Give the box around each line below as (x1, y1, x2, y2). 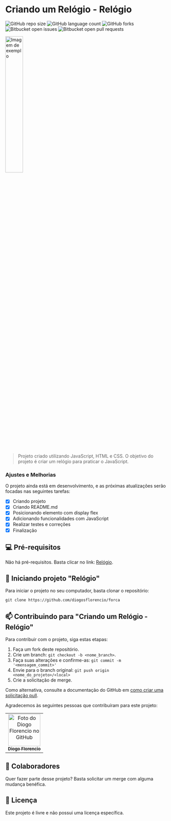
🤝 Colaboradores (5, 762, 60, 771)
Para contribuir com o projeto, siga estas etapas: (5, 636, 108, 643)
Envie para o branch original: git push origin (12, 667, 109, 673)
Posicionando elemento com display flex (12, 510, 98, 516)
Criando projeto (12, 498, 46, 505)
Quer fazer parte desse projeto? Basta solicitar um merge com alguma (5, 775, 154, 782)
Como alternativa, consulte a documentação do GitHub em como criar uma (5, 687, 164, 693)
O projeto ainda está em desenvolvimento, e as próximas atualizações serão (5, 483, 166, 489)
